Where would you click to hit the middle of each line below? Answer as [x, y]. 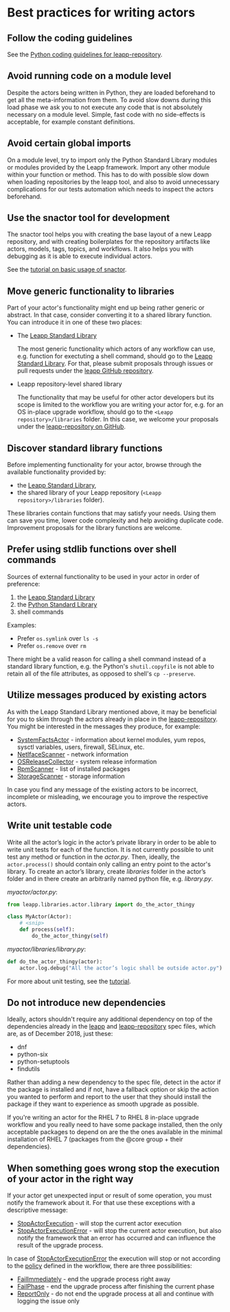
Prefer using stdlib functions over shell [92, 550]
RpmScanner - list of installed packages [73, 769]
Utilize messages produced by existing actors [107, 695]
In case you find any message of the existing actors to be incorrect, [103, 789]
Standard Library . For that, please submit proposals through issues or [115, 364]
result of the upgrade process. [60, 1245]
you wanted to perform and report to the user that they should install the [109, 1097]
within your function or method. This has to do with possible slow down [108, 174]
